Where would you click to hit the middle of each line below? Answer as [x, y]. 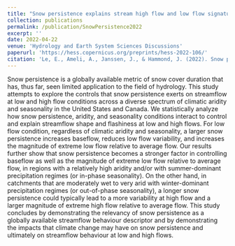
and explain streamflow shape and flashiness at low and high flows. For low [116, 124]
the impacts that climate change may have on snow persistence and [105, 227]
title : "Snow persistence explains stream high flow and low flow [106, 14]
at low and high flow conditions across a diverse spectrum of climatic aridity [117, 101]
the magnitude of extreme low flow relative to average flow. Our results [109, 146]
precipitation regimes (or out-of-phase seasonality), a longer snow [103, 190]
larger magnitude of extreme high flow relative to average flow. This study [114, 205]
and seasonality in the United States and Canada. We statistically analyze [113, 108]
